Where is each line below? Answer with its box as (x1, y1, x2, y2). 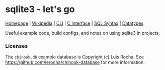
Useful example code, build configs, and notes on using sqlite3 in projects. (5, 30, 160, 36)
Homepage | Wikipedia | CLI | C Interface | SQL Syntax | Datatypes (5, 20, 144, 26)
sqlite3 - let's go (5, 4, 75, 15)
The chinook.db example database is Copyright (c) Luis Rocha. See (5, 54, 144, 60)
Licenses (5, 42, 28, 49)
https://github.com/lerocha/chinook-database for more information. (5, 59, 145, 65)
